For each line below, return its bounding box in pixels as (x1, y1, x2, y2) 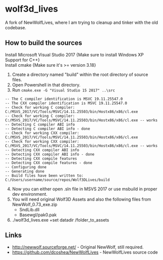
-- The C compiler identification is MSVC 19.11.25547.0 (5, 96, 123, 101)
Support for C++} (5, 57, 40, 63)
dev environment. (12, 191, 48, 197)
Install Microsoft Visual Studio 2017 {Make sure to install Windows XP (5, 52, 144, 57)
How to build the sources (5, 39, 83, 47)
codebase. (5, 24, 27, 30)
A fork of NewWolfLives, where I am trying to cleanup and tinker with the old (5, 19, 158, 25)
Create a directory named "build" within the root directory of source (12, 72, 148, 77)
